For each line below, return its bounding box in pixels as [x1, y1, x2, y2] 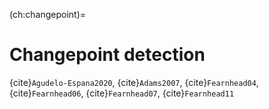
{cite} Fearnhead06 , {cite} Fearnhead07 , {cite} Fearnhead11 [9, 87, 235, 99]
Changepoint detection [9, 44, 206, 66]
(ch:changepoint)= [9, 9, 86, 20]
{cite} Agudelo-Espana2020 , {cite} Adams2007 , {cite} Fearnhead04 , [9, 76, 259, 88]
